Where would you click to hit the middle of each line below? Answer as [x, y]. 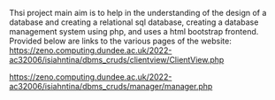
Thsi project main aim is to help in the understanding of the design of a [138, 13]
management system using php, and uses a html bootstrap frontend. [134, 31]
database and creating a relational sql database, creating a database [134, 22]
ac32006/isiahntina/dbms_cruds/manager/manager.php [111, 86]
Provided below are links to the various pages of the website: [120, 41]
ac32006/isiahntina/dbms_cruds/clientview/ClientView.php [117, 60]
